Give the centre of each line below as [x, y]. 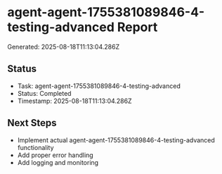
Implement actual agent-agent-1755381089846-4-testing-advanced [116, 140]
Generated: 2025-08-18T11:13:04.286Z [64, 46]
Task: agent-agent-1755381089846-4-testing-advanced [99, 86]
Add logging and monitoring [58, 162]
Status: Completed [44, 93]
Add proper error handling [55, 155]
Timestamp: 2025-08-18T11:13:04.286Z [74, 101]
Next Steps [32, 123]
